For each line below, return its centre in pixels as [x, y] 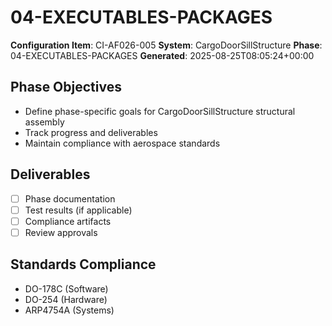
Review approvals [61, 232]
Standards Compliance [83, 264]
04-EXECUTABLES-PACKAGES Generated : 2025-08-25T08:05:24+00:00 [162, 55]
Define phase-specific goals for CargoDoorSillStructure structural [160, 111]
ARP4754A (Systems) [69, 310]
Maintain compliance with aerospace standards [122, 143]
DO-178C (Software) [66, 288]
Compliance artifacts [68, 221]
